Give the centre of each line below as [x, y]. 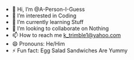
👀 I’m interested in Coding [44, 16]
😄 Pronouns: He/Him [38, 44]
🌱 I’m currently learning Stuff [48, 22]
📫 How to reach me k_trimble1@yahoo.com [66, 35]
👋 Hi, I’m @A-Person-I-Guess [48, 9]
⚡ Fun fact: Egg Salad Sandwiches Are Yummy [70, 50]
